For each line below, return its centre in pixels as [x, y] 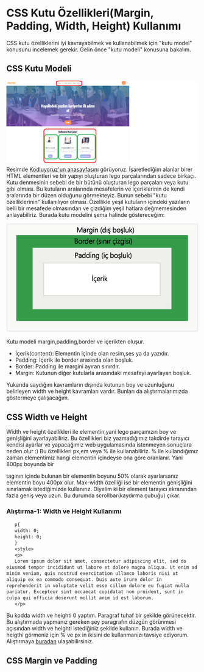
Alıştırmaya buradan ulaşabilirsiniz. [50, 641]
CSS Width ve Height [47, 417]
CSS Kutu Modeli [39, 69]
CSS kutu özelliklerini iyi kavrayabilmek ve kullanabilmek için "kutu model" [99, 43]
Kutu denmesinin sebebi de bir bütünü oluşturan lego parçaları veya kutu [97, 183]
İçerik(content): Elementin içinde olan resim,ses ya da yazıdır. [92, 354]
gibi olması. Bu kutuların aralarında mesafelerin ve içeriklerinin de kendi [96, 189]
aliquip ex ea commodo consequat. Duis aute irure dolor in [84, 580]
